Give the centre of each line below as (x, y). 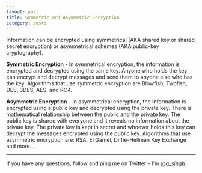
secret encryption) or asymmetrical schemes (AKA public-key (83, 46)
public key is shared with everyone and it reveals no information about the (98, 121)
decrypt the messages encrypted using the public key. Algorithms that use (99, 133)
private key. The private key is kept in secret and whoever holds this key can (101, 127)
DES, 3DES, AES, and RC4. (39, 90)
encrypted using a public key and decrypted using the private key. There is (99, 108)
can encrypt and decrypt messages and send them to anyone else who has (99, 77)
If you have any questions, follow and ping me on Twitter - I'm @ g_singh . (96, 163)
